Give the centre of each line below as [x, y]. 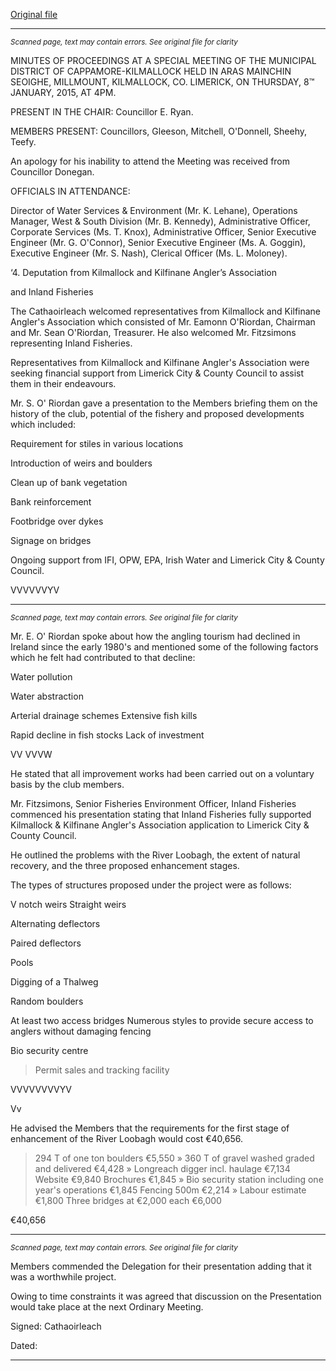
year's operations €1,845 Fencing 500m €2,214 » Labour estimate [170, 1190]
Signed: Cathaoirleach [56, 1326]
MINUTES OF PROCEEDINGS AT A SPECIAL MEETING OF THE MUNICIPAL [163, 60]
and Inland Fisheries [52, 292]
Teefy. [23, 142]
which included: [43, 424]
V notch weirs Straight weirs [68, 904]
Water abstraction [47, 696]
